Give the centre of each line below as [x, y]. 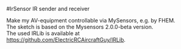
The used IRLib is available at [43, 33]
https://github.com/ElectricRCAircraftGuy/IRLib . [66, 40]
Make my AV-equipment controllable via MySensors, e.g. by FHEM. [91, 20]
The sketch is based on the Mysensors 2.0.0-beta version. [80, 27]
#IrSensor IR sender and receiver [48, 9]
